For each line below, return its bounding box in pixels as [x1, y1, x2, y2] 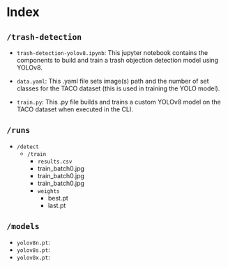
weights [37, 187, 60, 195]
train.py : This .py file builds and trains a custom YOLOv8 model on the [16, 98, 221, 106]
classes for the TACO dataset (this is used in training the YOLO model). [16, 84, 220, 93]
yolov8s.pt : [16, 245, 50, 254]
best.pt [47, 194, 69, 202]
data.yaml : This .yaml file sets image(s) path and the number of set [16, 77, 210, 85]
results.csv [37, 158, 73, 165]
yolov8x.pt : [16, 253, 50, 261]
